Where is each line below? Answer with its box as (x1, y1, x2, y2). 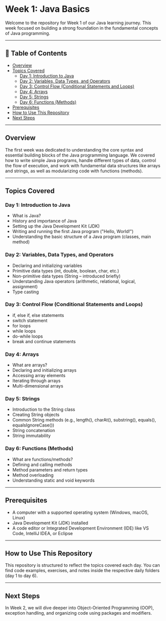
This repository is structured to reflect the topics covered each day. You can (5, 562, 160, 568)
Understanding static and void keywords (12, 477, 95, 483)
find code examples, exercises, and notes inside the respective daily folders (5, 568, 160, 574)
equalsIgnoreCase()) (12, 422, 54, 428)
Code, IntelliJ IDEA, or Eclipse (12, 530, 73, 536)
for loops (12, 322, 31, 329)
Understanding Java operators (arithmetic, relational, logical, (12, 278, 136, 284)
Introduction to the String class (12, 406, 76, 413)
